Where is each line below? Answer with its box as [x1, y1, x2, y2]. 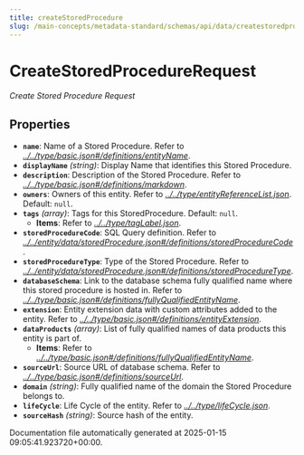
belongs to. [22, 391, 65, 402]
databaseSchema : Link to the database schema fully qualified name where [22, 275, 293, 286]
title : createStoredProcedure [9, 13, 124, 23]
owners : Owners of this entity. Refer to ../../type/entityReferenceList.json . [22, 189, 292, 200]
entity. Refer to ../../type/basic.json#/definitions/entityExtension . [22, 314, 262, 325]
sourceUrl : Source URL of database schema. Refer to [22, 362, 221, 373]
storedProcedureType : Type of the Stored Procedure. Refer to [22, 256, 250, 267]
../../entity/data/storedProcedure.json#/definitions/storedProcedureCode [22, 237, 294, 248]
